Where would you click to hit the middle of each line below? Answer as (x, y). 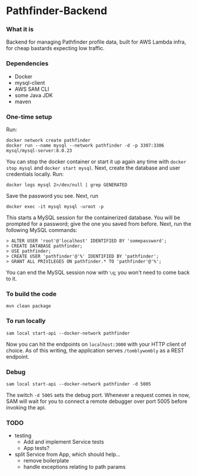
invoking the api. (26, 407)
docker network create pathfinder (49, 141)
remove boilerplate (46, 461)
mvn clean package (29, 306)
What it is (20, 29)
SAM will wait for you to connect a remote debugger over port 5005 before (97, 401)
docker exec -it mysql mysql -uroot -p (55, 207)
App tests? (36, 448)
